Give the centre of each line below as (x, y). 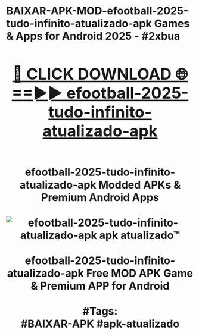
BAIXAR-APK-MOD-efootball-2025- (97, 11)
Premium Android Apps (100, 197)
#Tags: (100, 311)
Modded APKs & (140, 185)
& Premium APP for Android (100, 286)
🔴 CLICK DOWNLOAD (92, 74)
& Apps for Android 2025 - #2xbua (93, 36)
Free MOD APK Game (140, 273)
